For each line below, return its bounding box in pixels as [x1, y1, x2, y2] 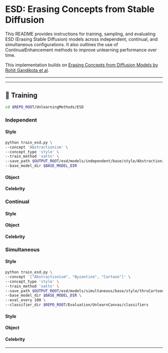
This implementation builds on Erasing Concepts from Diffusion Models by [5, 62, 158, 68]
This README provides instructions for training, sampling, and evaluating [5, 31, 156, 37]
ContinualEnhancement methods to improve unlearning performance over [5, 47, 157, 53]
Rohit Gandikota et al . [5, 67, 49, 73]
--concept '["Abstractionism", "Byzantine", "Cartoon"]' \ [5, 274, 131, 279]
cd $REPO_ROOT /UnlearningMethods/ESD [5, 104, 84, 109]
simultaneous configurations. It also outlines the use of [5, 41, 118, 47]
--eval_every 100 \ [5, 298, 46, 303]
